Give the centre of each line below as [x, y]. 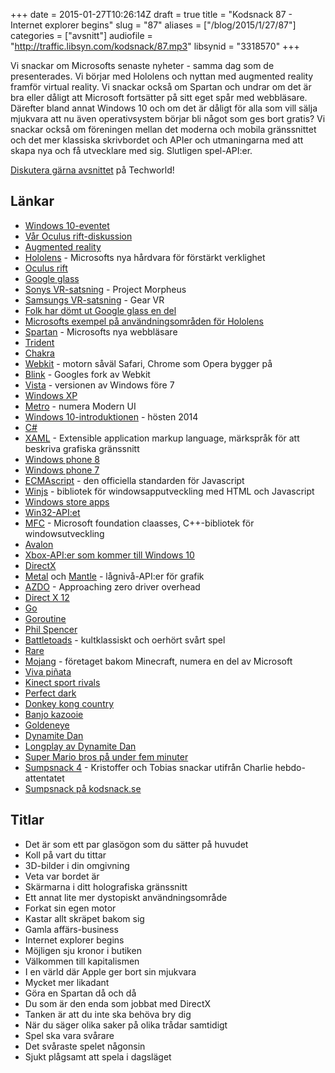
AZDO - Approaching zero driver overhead [112, 586]
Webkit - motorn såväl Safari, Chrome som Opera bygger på [148, 363]
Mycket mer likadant [67, 982]
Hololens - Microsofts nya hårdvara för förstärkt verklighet [145, 257]
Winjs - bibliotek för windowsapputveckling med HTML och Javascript [169, 491]
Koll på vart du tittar [65, 855]
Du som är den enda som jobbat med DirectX [118, 1003]
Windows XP [51, 395]
